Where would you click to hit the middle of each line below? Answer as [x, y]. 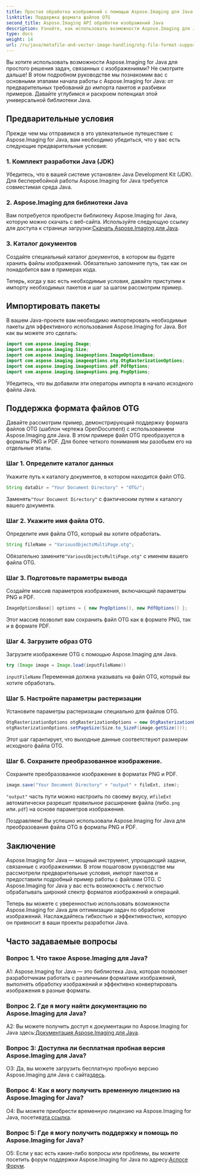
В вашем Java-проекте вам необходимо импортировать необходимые [97, 321]
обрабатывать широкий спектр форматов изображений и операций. [93, 892]
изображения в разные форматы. [49, 990]
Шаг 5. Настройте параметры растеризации [74, 699]
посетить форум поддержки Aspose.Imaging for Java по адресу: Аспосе [97, 1159]
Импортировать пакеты [53, 306]
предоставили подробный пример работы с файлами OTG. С [84, 879]
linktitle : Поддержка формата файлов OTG [58, 17]
